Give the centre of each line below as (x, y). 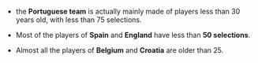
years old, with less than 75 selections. (79, 20)
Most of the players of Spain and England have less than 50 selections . (133, 35)
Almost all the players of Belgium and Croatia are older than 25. (120, 50)
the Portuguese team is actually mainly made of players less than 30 (128, 11)
